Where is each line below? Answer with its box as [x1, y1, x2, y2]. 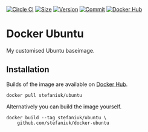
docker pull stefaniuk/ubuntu [6, 92, 83, 98]
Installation [6, 64, 50, 75]
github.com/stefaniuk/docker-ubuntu [17, 120, 110, 126]
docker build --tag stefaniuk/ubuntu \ [6, 114, 107, 120]
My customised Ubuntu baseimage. [6, 47, 95, 54]
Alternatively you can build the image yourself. [6, 103, 122, 110]
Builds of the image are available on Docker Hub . [6, 81, 128, 88]
